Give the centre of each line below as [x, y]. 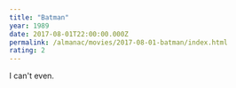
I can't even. [32, 76]
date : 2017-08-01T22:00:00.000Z [69, 34]
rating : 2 [28, 51]
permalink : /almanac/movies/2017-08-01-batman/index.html [118, 42]
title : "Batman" [39, 17]
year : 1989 [29, 26]
